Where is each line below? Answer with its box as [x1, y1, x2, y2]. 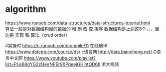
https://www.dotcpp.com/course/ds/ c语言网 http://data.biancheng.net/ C [5, 49, 157, 55]
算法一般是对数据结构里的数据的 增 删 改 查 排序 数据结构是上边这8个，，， [5, 26, 156, 32]
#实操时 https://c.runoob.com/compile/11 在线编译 [5, 42, 108, 48]
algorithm [5, 3, 46, 15]
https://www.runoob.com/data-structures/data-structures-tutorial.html [5, 20, 151, 26]
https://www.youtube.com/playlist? [23, 55, 96, 61]
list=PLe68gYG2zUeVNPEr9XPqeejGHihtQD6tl [5, 61, 101, 67]
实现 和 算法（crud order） [14, 32, 70, 38]
